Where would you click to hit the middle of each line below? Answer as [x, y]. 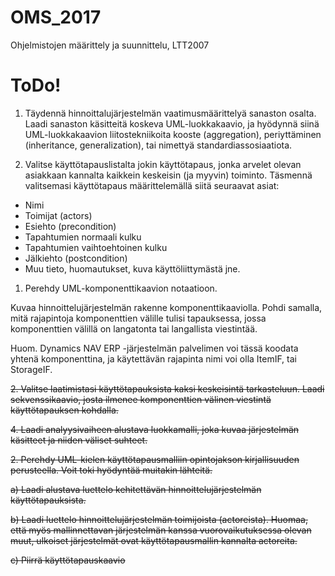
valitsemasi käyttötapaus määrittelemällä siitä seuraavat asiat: [152, 185]
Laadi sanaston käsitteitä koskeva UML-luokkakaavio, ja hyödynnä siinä [172, 123]
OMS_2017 [56, 17]
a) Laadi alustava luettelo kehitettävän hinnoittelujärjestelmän [136, 489]
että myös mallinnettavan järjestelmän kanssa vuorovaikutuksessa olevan [161, 530]
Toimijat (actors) [58, 215]
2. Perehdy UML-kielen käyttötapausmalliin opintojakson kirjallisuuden [155, 459]
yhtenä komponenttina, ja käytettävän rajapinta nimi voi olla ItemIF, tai [153, 358]
